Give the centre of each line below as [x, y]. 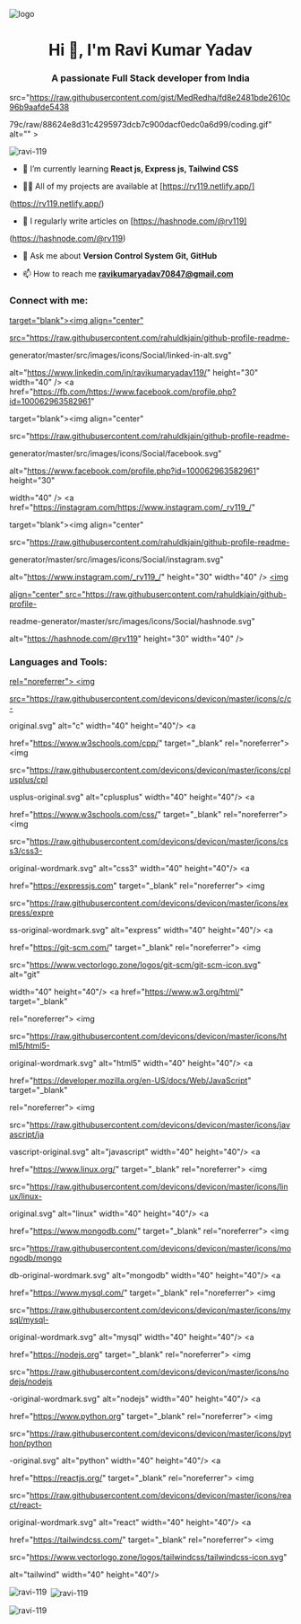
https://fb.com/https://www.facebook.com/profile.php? [134, 392]
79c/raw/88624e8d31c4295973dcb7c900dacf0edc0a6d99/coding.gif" [141, 125]
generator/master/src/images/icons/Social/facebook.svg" [116, 453]
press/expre [31, 913]
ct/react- [26, 1505]
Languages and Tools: [58, 662]
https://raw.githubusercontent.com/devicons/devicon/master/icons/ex [159, 904]
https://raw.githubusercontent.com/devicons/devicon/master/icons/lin [159, 1187]
